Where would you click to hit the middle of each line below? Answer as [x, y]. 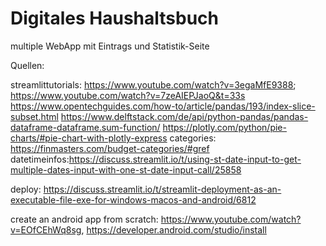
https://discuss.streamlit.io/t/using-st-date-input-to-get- [185, 159]
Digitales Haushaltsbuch [115, 18]
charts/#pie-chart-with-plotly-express [89, 138]
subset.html [34, 116]
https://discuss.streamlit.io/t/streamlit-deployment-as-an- [162, 189]
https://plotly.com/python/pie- [224, 127]
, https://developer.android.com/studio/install [174, 229]
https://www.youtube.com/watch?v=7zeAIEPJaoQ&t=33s [128, 95]
